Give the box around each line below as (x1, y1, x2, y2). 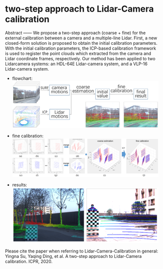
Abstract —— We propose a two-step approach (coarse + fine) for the (5, 30, 146, 36)
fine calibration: (12, 133, 44, 139)
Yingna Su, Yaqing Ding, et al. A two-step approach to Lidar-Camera (5, 253, 142, 259)
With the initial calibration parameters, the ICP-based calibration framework (5, 45, 157, 51)
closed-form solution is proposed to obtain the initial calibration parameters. (5, 40, 158, 46)
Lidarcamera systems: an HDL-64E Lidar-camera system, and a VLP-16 (5, 61, 147, 67)
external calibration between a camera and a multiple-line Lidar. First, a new (5, 35, 157, 41)
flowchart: (12, 75, 33, 81)
